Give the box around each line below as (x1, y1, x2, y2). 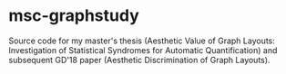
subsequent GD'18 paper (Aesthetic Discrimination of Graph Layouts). (8, 54, 271, 65)
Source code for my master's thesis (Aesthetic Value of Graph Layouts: (8, 35, 275, 46)
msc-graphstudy (8, 5, 140, 26)
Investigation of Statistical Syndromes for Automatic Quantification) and (8, 44, 278, 55)
